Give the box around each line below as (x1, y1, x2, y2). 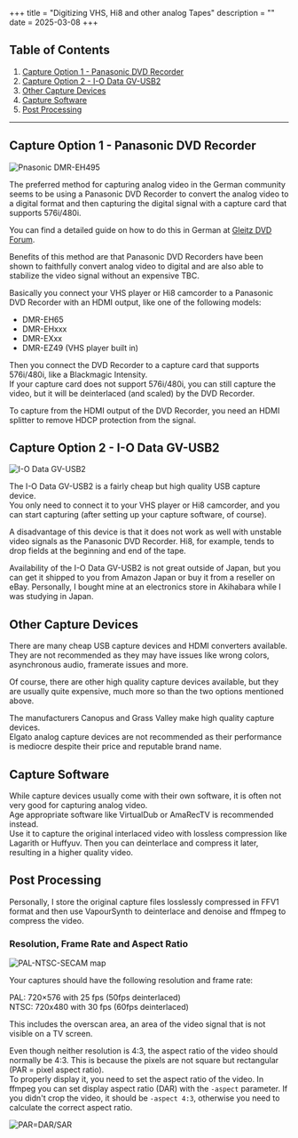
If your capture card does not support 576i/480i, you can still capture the (9, 378, 277, 389)
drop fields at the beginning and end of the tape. (9, 546, 186, 557)
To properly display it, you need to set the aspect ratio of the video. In (9, 1074, 264, 1085)
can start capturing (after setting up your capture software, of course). (9, 509, 268, 520)
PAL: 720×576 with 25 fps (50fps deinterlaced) (9, 992, 182, 1003)
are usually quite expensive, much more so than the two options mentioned (9, 686, 284, 697)
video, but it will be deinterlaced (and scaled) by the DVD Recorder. (9, 388, 255, 398)
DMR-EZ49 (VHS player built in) (21, 342, 139, 353)
